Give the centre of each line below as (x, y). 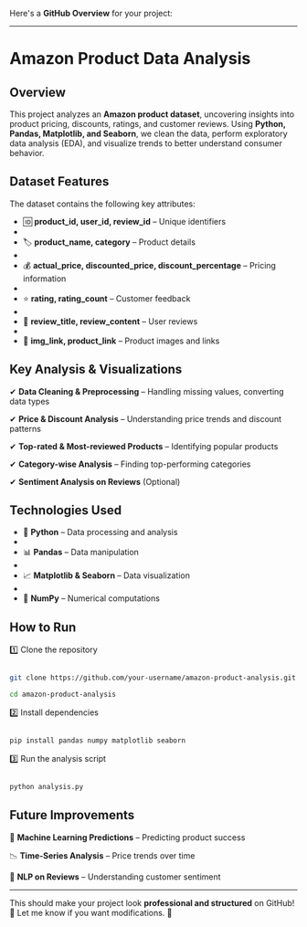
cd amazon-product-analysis (63, 695)
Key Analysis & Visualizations (96, 369)
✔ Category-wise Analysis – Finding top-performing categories (130, 464)
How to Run (43, 627)
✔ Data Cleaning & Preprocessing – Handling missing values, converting (147, 391)
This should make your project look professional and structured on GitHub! (152, 902)
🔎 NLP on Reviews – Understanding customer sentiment (115, 877)
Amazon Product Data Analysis (130, 59)
